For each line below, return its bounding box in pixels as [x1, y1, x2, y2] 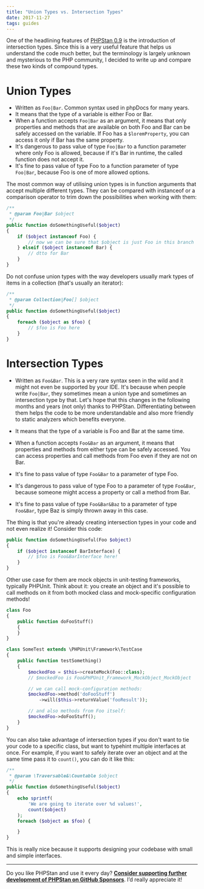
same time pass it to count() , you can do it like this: [6, 755, 135, 763]
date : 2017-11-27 [6, 15, 50, 21]
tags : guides [6, 20, 39, 26]
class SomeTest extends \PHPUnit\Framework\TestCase [6, 646, 143, 652]
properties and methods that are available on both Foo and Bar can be [15, 123, 191, 131]
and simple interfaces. [6, 852, 62, 859]
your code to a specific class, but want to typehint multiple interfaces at [6, 742, 186, 750]
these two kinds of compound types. [6, 63, 98, 70]
